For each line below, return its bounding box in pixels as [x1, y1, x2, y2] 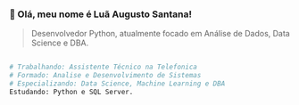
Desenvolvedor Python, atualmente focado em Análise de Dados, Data [30, 28, 290, 39]
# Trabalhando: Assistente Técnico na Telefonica [9, 62, 198, 72]
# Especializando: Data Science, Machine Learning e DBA [9, 79, 226, 88]
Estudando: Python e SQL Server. [9, 87, 134, 96]
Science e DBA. [30, 37, 89, 48]
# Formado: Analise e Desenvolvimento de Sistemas [9, 71, 202, 80]
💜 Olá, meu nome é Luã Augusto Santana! [9, 8, 192, 20]
